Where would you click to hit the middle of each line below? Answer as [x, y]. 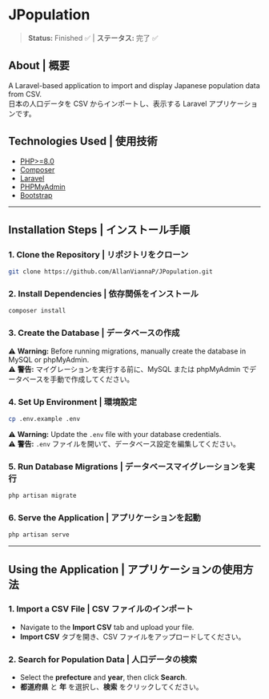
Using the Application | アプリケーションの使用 [126, 570]
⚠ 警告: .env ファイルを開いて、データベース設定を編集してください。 [124, 443]
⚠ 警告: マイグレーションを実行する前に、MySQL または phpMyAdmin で [129, 369]
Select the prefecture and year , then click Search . [103, 677]
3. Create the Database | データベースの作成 [94, 333]
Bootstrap [36, 195]
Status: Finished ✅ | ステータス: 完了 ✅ [93, 38]
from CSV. [25, 94]
